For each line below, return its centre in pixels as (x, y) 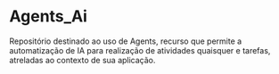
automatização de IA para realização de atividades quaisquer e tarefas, (140, 50)
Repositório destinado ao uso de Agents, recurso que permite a (126, 41)
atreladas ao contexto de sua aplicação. (82, 60)
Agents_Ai (48, 16)
